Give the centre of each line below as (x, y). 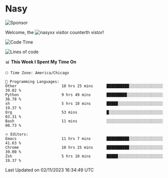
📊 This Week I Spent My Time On (41, 62)
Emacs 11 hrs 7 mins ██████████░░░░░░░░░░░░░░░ (84, 138)
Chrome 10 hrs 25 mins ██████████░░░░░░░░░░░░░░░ (84, 147)
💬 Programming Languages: (32, 81)
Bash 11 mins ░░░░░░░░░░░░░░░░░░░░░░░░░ (84, 121)
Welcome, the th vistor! (55, 32)
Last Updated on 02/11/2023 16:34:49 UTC (50, 170)
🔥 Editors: (17, 134)
